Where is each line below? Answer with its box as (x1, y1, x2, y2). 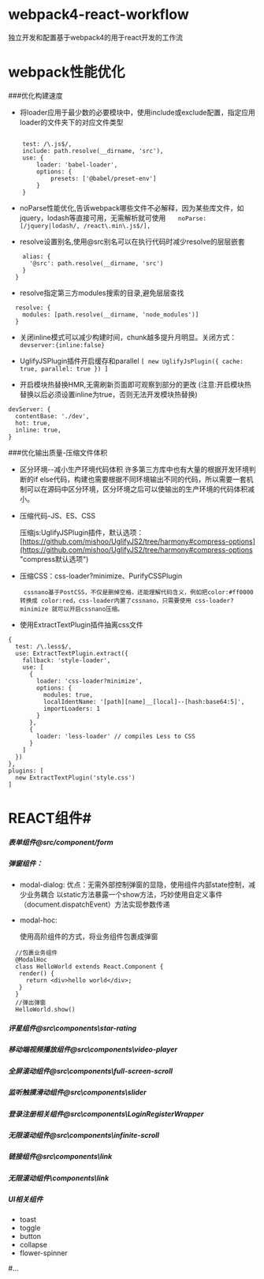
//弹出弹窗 (15, 999, 46, 1007)
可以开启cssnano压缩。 (58, 605, 124, 613)
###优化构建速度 (8, 91, 63, 100)
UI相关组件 (8, 1195, 43, 1204)
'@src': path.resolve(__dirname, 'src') (28, 259, 164, 267)
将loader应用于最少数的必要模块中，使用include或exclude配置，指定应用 (19, 107, 256, 117)
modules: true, (43, 690, 93, 699)
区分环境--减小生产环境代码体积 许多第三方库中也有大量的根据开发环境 (19, 464, 250, 474)
